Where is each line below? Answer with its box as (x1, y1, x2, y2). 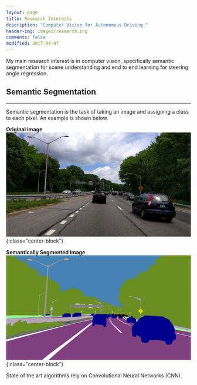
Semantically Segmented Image (6, 249, 86, 256)
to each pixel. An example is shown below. (6, 114, 108, 121)
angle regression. (6, 70, 49, 77)
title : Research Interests (6, 15, 72, 22)
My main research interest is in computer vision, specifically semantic (6, 58, 175, 64)
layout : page (6, 9, 38, 15)
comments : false (6, 34, 46, 41)
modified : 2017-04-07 (6, 41, 59, 47)
